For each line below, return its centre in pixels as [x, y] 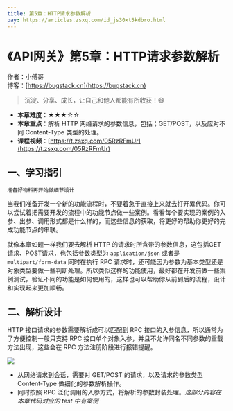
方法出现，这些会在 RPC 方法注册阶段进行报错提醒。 [82, 347]
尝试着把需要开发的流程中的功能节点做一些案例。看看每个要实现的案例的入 [119, 213]
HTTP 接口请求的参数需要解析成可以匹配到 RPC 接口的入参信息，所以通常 [112, 330]
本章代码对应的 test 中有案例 [58, 401]
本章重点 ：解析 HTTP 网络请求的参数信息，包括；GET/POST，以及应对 [118, 124]
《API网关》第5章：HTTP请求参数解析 [113, 56]
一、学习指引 [35, 172]
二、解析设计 [35, 312]
